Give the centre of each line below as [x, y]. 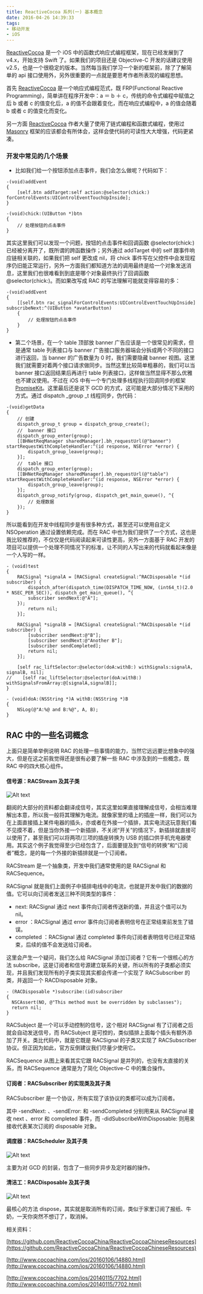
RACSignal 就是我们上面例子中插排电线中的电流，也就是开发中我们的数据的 [99, 886]
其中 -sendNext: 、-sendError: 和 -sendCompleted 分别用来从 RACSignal [97, 1111]
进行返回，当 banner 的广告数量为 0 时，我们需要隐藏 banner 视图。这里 [105, 358]
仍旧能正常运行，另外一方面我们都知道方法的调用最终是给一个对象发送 [98, 266]
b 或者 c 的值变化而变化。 [38, 111]
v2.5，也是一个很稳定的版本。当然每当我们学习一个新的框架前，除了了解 [96, 68]
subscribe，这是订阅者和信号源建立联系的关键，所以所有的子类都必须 [99, 965]
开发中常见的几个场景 [37, 157]
